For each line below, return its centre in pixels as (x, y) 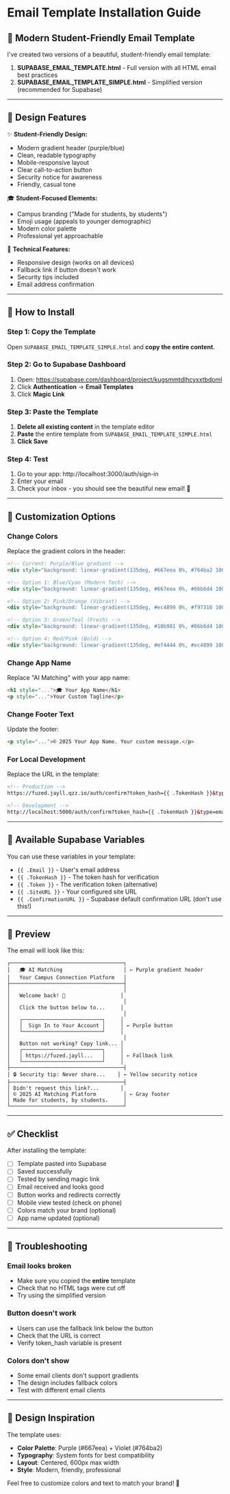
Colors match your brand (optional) (66, 1210)
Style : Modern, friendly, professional (69, 1469)
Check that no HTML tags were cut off (71, 1288)
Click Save (32, 441)
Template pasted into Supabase (62, 1164)
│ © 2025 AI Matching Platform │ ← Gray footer (88, 1095)
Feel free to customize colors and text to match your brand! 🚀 (93, 1483)
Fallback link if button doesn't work (66, 270)
